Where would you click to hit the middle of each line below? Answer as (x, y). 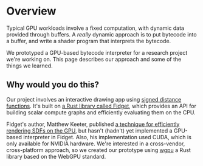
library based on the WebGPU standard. (56, 156)
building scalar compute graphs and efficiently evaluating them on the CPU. (101, 112)
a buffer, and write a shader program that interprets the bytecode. (89, 41)
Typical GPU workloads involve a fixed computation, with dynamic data (95, 28)
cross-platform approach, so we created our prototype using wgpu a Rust (99, 150)
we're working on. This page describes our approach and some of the (94, 59)
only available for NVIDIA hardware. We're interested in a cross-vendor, (96, 144)
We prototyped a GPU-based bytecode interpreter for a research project (97, 52)
